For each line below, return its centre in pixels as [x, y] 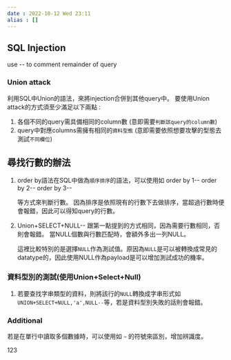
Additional [25, 320]
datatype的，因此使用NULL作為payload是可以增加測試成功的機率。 [112, 258]
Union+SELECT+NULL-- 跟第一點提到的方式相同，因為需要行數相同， [115, 226]
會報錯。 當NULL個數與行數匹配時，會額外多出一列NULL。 [107, 234]
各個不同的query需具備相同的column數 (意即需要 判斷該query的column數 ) [117, 121]
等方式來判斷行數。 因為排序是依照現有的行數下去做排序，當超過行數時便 [121, 202]
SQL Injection [37, 48]
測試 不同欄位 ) [35, 139]
